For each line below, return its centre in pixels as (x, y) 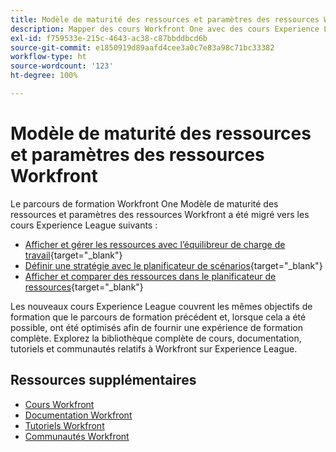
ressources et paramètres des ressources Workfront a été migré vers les (160, 214)
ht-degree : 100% (44, 76)
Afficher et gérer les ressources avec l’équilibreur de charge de (155, 244)
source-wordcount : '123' (62, 66)
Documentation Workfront (78, 415)
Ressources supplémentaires (103, 380)
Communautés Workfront (77, 436)
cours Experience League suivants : (84, 225)
